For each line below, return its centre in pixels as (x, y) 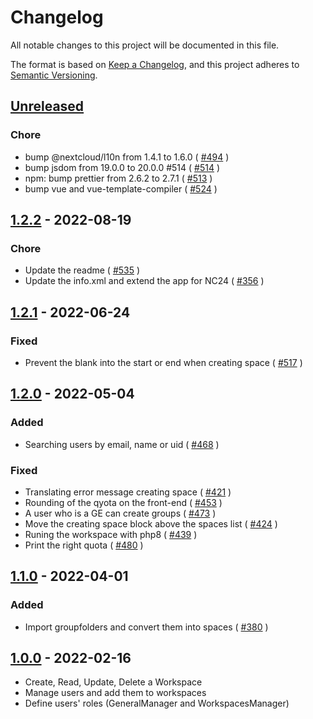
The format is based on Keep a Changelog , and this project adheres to (155, 64)
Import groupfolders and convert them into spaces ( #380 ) (146, 627)
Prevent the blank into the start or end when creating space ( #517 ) (163, 362)
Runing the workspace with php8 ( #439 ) (111, 534)
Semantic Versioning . (54, 75)
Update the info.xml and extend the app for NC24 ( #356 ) (144, 281)
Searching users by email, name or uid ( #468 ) (122, 444)
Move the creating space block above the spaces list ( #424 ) (151, 523)
